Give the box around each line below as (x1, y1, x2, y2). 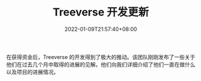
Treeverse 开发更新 (52, 5, 149, 19)
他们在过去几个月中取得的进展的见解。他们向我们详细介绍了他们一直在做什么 (6, 61, 196, 68)
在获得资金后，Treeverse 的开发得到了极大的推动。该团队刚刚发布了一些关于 (6, 53, 196, 60)
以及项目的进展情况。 (6, 68, 59, 75)
